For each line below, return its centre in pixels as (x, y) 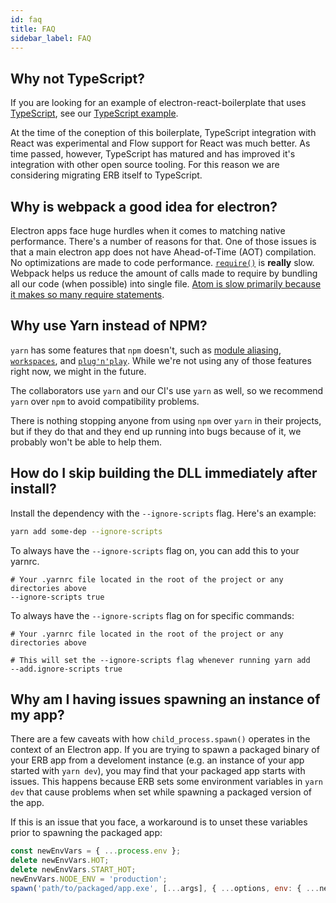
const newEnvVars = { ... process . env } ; (96, 851)
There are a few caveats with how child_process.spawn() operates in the (160, 739)
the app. (27, 803)
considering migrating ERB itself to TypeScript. (106, 175)
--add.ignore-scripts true (66, 669)
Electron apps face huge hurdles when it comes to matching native (148, 230)
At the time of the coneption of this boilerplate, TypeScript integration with (163, 133)
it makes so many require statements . (87, 294)
